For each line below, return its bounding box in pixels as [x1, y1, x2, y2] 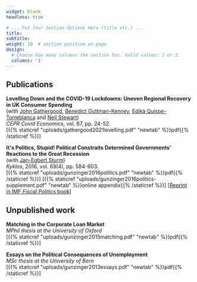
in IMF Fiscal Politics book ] [6, 188, 72, 195]
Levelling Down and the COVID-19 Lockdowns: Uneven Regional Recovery [6, 95, 191, 102]
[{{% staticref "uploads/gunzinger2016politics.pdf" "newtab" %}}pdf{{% [6, 169, 183, 176]
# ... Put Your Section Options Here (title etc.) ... [6, 25, 144, 31]
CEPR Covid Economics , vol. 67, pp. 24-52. [6, 120, 111, 127]
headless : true [6, 14, 44, 20]
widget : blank [6, 8, 41, 15]
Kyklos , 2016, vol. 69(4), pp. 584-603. [6, 163, 99, 170]
